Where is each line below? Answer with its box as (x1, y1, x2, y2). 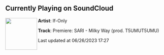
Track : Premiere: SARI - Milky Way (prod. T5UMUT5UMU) (38, 28, 159, 34)
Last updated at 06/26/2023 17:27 (38, 37, 109, 43)
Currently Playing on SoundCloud (5, 4, 114, 13)
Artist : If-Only (38, 17, 68, 23)
